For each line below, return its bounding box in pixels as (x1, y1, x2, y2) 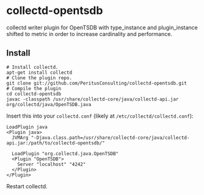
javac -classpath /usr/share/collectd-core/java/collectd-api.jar (6, 96, 179, 102)
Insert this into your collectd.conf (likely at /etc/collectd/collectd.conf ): (6, 112, 194, 119)
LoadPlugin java (6, 124, 48, 130)
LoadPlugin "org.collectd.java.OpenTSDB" (12, 151, 119, 157)
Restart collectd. (6, 182, 48, 190)
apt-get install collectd (6, 69, 72, 76)
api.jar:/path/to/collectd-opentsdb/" (6, 140, 105, 146)
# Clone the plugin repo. (6, 74, 72, 81)
